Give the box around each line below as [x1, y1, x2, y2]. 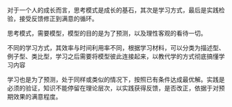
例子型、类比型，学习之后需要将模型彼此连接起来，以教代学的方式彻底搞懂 [7, 52, 219, 60]
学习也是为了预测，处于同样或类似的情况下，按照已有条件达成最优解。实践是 [7, 75, 225, 84]
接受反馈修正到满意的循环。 [19, 14, 98, 23]
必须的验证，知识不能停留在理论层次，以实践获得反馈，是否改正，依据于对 [7, 84, 219, 92]
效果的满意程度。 [12, 93, 62, 101]
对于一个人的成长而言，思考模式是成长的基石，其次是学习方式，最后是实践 [7, 6, 219, 14]
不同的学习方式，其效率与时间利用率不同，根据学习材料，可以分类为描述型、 [7, 44, 225, 51]
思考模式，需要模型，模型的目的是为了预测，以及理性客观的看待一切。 [7, 29, 207, 37]
